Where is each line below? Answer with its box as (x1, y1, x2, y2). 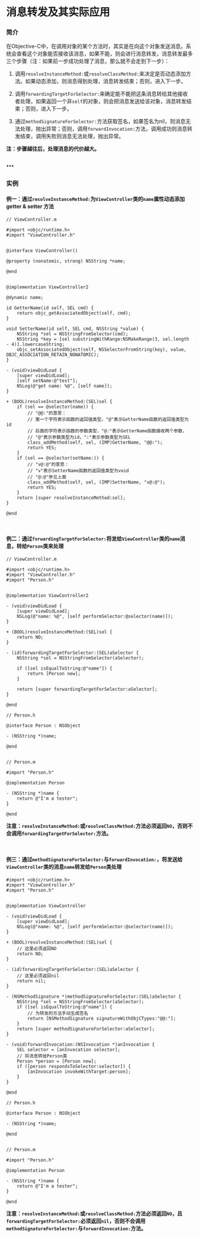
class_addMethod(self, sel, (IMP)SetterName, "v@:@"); (27, 479, 166, 485)
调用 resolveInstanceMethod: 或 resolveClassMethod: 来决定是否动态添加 (14, 70, 187, 77)
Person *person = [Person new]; (17, 1058, 97, 1064)
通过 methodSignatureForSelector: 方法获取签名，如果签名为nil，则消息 (14, 118, 186, 125)
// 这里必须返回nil (17, 973, 59, 979)
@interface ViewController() (6, 247, 78, 253)
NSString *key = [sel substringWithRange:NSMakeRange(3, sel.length (17, 336, 190, 342)
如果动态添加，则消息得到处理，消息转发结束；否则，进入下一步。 (25, 78, 187, 85)
